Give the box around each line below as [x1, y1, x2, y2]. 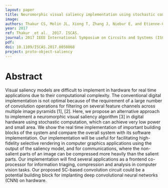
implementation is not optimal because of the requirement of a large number [5, 98, 162, 104]
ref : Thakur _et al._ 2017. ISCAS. [5, 30, 79, 35]
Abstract [5, 70, 42, 82]
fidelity [5, 140, 19, 146]
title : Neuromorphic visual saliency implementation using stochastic [5, 12, 155, 17]
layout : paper [5, 7, 35, 12]
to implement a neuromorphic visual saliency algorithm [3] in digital [5, 113, 144, 120]
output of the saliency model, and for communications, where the [5, 145, 140, 151]
